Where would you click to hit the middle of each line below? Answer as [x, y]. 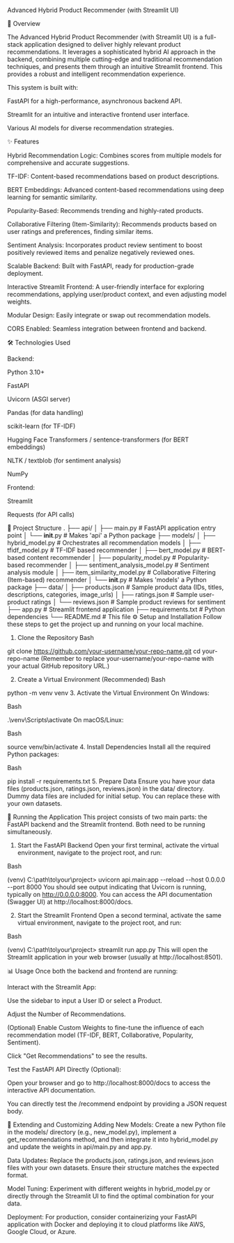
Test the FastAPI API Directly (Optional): [64, 1069]
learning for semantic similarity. [52, 197]
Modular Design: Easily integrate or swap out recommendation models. [109, 315]
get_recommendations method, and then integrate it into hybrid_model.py [112, 1139]
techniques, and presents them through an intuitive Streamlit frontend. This [115, 67]
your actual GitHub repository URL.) [58, 666]
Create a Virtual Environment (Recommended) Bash [91, 679]
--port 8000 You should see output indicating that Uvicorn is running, [107, 887]
